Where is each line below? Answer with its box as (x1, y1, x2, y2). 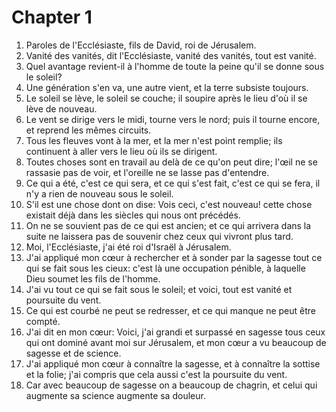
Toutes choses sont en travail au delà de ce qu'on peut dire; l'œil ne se (25, 156, 318, 168)
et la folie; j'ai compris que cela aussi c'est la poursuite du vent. (25, 368, 288, 380)
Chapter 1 (11, 6, 93, 29)
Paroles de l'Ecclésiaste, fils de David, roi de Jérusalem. (25, 39, 257, 51)
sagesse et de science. (25, 347, 122, 359)
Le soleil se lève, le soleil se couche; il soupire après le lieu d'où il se (25, 92, 308, 104)
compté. (25, 315, 61, 327)
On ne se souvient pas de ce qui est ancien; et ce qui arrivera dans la (25, 219, 312, 231)
